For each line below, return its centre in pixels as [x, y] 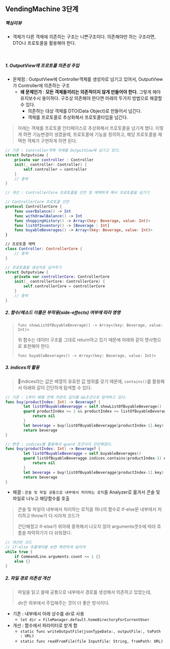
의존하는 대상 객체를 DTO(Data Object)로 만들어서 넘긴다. [85, 111]
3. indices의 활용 [22, 368]
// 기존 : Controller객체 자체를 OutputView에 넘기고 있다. [63, 151]
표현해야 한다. [37, 346]
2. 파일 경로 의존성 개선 [28, 578]
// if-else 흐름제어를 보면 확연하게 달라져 [46, 547]
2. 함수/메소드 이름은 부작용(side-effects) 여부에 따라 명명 [63, 313]
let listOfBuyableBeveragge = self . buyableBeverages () [82, 453]
